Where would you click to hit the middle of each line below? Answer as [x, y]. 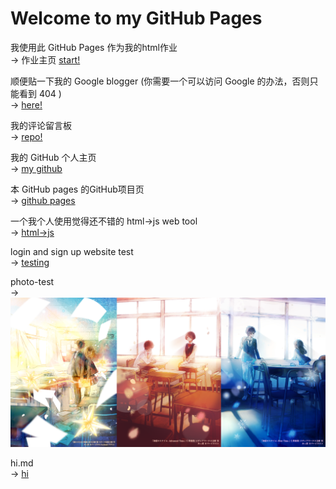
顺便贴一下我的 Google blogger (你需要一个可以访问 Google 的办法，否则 [160, 81]
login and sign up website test [72, 251]
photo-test [32, 281]
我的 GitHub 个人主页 [53, 157]
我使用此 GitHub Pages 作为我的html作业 [94, 47]
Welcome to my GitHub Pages [136, 18]
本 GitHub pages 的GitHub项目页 [77, 189]
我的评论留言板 [41, 125]
